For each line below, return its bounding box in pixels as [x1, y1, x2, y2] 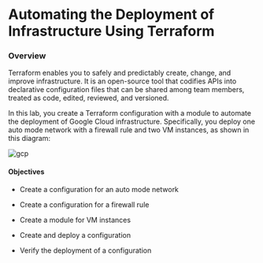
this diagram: [8, 134, 51, 143]
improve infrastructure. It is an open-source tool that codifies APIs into [8, 76, 237, 86]
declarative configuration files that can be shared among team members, [8, 85, 245, 94]
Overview [8, 50, 46, 61]
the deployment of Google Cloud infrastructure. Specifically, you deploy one [8, 117, 256, 127]
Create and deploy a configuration [19, 230, 131, 239]
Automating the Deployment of [8, 6, 215, 24]
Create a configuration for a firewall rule [19, 199, 150, 209]
